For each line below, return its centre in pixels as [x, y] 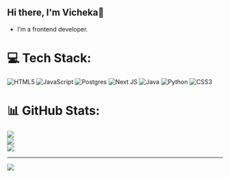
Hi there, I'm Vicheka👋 [56, 13]
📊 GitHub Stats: [54, 111]
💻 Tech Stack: [49, 58]
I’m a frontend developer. [52, 29]
